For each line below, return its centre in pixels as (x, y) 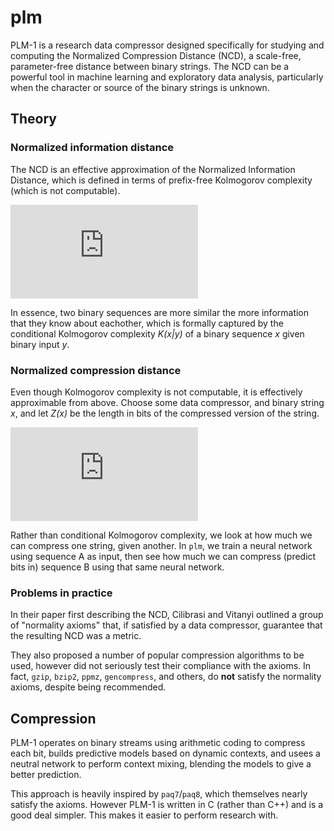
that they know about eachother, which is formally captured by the (147, 323)
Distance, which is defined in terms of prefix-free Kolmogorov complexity (161, 180)
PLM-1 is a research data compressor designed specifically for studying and (167, 45)
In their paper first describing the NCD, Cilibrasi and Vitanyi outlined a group (167, 615)
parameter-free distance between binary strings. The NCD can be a (150, 66)
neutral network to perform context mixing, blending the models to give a (161, 764)
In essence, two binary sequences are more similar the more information (160, 312)
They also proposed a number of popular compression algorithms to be (157, 655)
